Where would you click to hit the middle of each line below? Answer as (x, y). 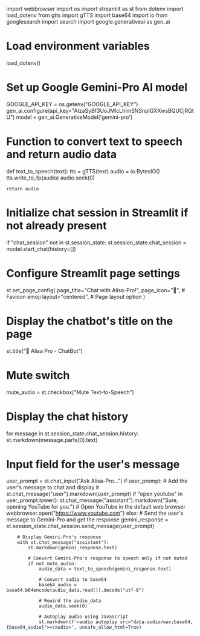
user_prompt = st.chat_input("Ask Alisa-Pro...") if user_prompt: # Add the (97, 481)
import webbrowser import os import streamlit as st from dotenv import (95, 9)
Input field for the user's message (93, 464)
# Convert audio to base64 (73, 580)
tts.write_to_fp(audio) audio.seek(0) (51, 178)
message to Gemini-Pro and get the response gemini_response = (87, 520)
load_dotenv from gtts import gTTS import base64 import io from (87, 15)
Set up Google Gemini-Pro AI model (97, 88)
